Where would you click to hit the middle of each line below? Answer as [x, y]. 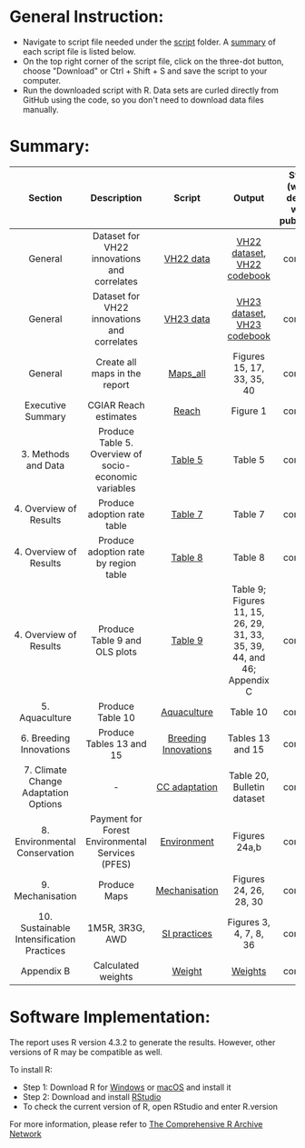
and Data [45, 465]
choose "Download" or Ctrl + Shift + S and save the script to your [145, 71]
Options [45, 804]
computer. [42, 80]
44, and [249, 657]
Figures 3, [249, 922]
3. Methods [45, 454]
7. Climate [46, 770]
